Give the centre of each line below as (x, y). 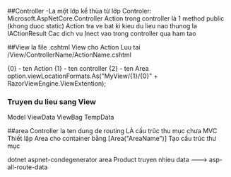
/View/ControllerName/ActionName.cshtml (70, 55)
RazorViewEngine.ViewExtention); (57, 84)
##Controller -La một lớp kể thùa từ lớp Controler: (79, 11)
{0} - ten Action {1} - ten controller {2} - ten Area (78, 68)
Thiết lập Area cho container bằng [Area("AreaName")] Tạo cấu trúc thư (112, 139)
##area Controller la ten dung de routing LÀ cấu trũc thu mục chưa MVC (112, 131)
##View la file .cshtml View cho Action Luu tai (74, 47)
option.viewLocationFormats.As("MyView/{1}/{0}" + (83, 76)
